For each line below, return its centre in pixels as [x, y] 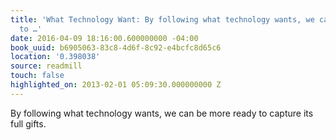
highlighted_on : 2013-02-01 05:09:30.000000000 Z [116, 85]
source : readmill [46, 66]
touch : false [37, 76]
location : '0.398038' [55, 57]
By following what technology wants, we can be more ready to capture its [162, 113]
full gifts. [28, 123]
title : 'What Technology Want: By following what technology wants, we [162, 19]
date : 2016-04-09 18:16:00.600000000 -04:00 [104, 38]
